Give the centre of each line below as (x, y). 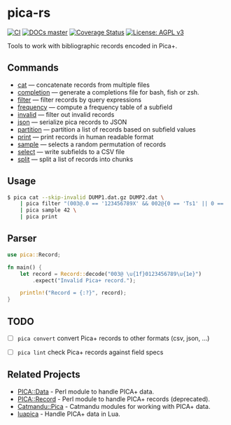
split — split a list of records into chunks (75, 159)
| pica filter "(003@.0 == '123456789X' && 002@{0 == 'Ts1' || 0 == (122, 204)
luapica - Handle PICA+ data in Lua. (69, 414)
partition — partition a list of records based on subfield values (106, 129)
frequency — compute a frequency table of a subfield (95, 107)
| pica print (39, 217)
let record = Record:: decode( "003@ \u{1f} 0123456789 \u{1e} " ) (111, 274)
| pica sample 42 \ (48, 210)
